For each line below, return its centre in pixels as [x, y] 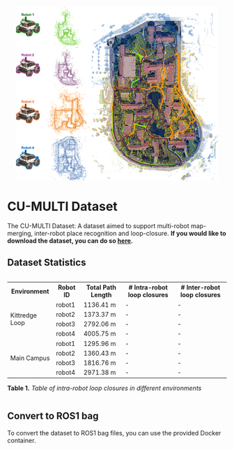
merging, [20, 233]
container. [22, 440]
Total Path [101, 287]
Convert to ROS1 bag [53, 416]
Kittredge [23, 315]
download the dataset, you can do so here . [70, 241]
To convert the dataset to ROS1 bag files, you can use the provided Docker [114, 433]
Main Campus [30, 358]
